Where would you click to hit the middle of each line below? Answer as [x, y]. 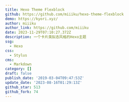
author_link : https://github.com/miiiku [47, 28]
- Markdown [21, 64]
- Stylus [18, 55]
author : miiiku [21, 23]
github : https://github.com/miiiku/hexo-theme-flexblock [64, 14]
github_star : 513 [23, 87]
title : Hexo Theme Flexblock [35, 10]
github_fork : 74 [22, 92]
